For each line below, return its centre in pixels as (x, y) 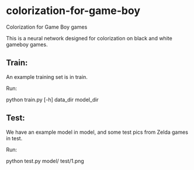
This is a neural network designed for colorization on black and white (89, 38)
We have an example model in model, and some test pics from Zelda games (97, 132)
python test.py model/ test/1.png (45, 161)
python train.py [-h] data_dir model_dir (53, 99)
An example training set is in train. (47, 77)
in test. (14, 138)
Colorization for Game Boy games (47, 27)
